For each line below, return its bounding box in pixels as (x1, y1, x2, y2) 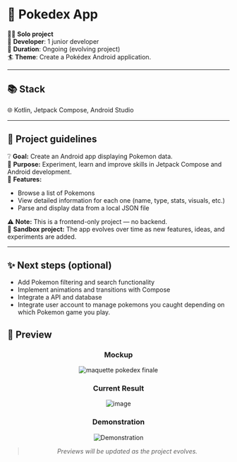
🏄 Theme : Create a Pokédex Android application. (7, 52, 152, 61)
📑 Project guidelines (7, 134, 97, 146)
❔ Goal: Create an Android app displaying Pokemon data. (7, 152, 173, 160)
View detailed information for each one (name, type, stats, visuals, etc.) (17, 196, 226, 204)
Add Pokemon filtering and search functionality (17, 278, 155, 287)
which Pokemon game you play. (17, 308, 111, 316)
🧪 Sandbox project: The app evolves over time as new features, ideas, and (7, 225, 225, 233)
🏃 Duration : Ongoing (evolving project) (7, 45, 121, 53)
